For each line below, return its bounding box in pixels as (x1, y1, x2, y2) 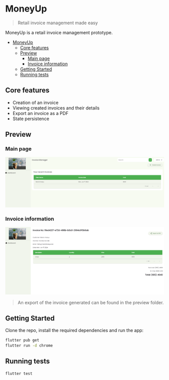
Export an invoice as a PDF (12, 110, 69, 116)
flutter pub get (5, 338, 39, 343)
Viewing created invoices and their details (12, 104, 100, 111)
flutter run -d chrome (5, 343, 53, 348)
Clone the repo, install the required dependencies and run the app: (5, 328, 144, 334)
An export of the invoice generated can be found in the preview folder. (17, 299, 164, 305)
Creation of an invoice (12, 99, 59, 105)
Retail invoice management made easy (17, 20, 98, 26)
